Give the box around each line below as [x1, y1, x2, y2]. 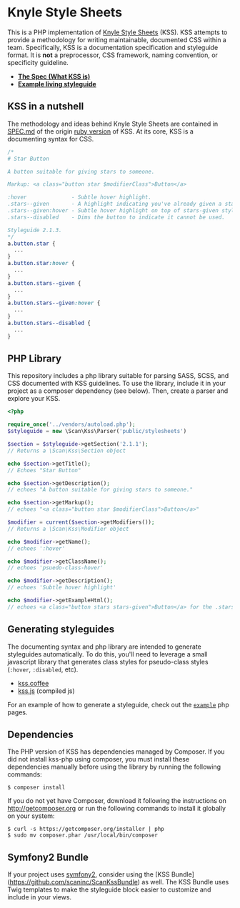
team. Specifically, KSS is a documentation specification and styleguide [7, 43, 219, 51]
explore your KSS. [7, 394, 61, 403]
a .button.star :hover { [7, 260, 75, 267]
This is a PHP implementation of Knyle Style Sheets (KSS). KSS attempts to [7, 28, 228, 36]
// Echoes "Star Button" [7, 467, 81, 474]
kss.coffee [17, 679, 49, 687]
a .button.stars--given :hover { [7, 299, 101, 307]
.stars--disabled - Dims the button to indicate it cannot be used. [7, 214, 225, 221]
